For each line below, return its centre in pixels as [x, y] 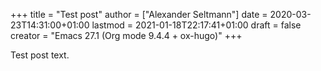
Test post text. [40, 55]
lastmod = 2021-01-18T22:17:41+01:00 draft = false [196, 25]
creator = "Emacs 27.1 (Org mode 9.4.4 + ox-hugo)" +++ [126, 35]
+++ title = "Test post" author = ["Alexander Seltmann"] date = [139, 14]
